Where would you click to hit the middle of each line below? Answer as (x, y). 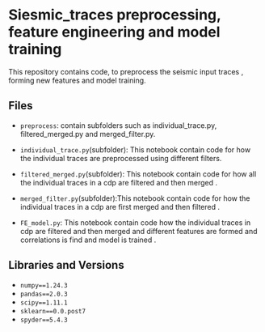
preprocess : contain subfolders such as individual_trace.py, (118, 125)
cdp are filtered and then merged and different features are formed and (139, 231)
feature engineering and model (114, 32)
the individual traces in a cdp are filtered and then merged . (119, 182)
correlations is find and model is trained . (88, 240)
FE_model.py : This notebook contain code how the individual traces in (135, 222)
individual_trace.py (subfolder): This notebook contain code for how (135, 149)
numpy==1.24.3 (44, 285)
